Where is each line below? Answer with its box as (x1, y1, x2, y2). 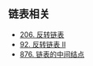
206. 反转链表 (19, 30, 65, 39)
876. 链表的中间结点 (19, 49, 85, 59)
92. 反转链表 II (19, 39, 66, 49)
